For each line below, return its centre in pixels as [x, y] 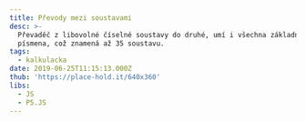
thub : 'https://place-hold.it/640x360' [85, 77]
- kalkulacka [42, 60]
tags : [20, 52]
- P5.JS [32, 102]
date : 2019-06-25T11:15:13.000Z [71, 69]
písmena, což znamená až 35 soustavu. [92, 43]
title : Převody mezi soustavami [71, 18]
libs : [20, 86]
